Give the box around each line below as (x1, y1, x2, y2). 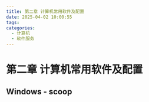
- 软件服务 (11, 36, 35, 42)
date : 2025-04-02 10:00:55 (6, 14, 72, 20)
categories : (6, 25, 35, 31)
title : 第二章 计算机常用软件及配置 (6, 8, 84, 15)
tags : (6, 19, 19, 25)
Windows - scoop (6, 86, 72, 97)
